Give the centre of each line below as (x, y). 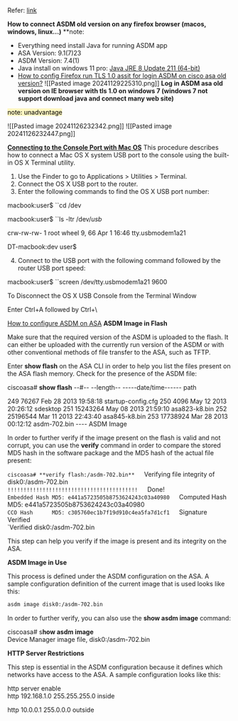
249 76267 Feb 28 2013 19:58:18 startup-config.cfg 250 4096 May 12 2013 (117, 401)
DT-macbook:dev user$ (42, 247)
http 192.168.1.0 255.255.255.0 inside (61, 696)
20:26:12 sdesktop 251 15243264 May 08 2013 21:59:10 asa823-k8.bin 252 (117, 409)
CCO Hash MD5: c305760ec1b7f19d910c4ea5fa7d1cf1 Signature (107, 512)
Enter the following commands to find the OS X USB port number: (113, 191)
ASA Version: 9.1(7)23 (49, 53)
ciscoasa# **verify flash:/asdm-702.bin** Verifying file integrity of (111, 474)
